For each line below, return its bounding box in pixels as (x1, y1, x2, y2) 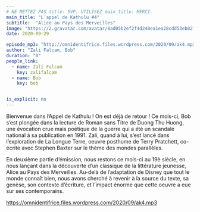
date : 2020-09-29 (6, 31, 49, 37)
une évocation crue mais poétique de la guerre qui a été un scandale (6, 126, 174, 132)
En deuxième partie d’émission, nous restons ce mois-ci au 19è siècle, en (6, 156, 186, 163)
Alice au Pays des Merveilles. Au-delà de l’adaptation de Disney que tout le (6, 169, 190, 176)
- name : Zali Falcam (11, 64, 62, 70)
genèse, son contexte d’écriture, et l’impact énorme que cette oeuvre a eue (6, 181, 192, 188)
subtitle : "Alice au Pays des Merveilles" (6, 20, 116, 26)
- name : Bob (11, 75, 42, 81)
